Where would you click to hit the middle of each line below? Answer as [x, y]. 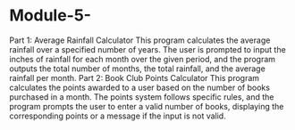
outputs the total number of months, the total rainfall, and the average [137, 69]
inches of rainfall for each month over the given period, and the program [142, 59]
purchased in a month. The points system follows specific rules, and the [142, 97]
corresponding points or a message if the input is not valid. [118, 116]
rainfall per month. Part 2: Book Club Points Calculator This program [135, 77]
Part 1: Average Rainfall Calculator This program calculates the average [140, 40]
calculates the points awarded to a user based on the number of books [140, 87]
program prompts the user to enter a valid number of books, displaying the [147, 106]
